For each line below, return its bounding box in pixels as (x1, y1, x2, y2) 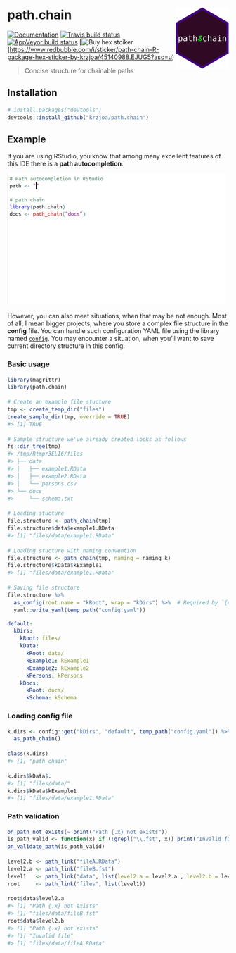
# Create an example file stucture (7, 399, 112, 406)
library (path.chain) (7, 384, 68, 391)
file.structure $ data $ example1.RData (7, 525, 114, 532)
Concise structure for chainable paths (24, 66, 134, 75)
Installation (7, 87, 58, 99)
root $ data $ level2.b (7, 918, 65, 925)
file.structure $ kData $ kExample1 (7, 562, 102, 569)
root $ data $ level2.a (7, 895, 65, 902)
